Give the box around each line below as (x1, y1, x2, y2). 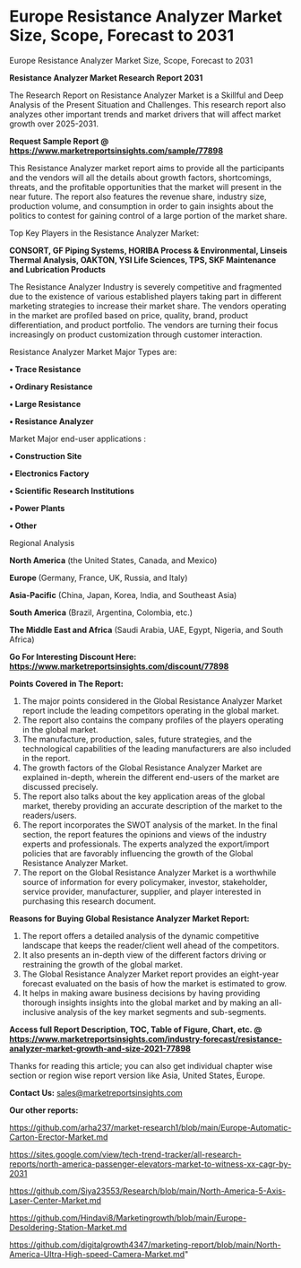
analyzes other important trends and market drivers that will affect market (9, 109, 281, 119)
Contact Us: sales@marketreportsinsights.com (9, 1087, 184, 1098)
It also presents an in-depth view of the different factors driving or (21, 949, 267, 960)
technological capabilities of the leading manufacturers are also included (21, 743, 291, 754)
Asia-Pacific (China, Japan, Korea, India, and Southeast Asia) (9, 589, 237, 600)
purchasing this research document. (21, 895, 157, 907)
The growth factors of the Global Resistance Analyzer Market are (21, 762, 262, 773)
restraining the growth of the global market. (21, 959, 184, 969)
